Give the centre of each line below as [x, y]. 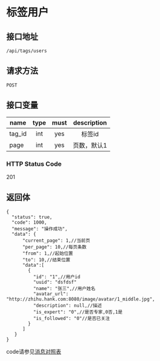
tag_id [18, 134]
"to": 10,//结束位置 [46, 260]
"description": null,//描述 [67, 305]
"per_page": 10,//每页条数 [54, 247]
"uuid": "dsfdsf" [55, 282]
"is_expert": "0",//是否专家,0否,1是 [78, 312]
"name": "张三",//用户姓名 [64, 288]
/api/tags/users [27, 51]
